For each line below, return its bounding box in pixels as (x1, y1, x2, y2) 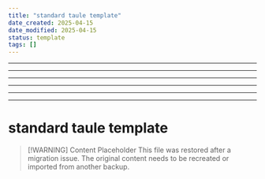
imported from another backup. (27, 162, 130, 172)
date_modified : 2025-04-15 (8, 26, 97, 34)
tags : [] (8, 41, 37, 49)
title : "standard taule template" (8, 11, 122, 20)
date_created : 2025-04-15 (8, 19, 93, 27)
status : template (8, 33, 65, 42)
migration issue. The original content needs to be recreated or (27, 154, 230, 163)
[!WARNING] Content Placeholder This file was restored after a (27, 145, 231, 155)
